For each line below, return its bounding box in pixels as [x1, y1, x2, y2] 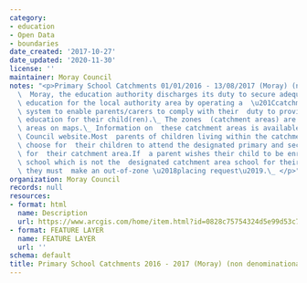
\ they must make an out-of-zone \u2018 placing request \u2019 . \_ [17, 166, 276, 175]
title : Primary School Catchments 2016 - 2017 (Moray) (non [9, 259, 244, 269]
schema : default [9, 251, 71, 260]
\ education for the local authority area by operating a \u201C [17, 98, 276, 108]
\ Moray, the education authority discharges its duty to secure [17, 89, 276, 99]
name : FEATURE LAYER [17, 234, 96, 243]
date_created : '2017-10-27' [9, 47, 117, 57]
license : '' [9, 65, 55, 74]
